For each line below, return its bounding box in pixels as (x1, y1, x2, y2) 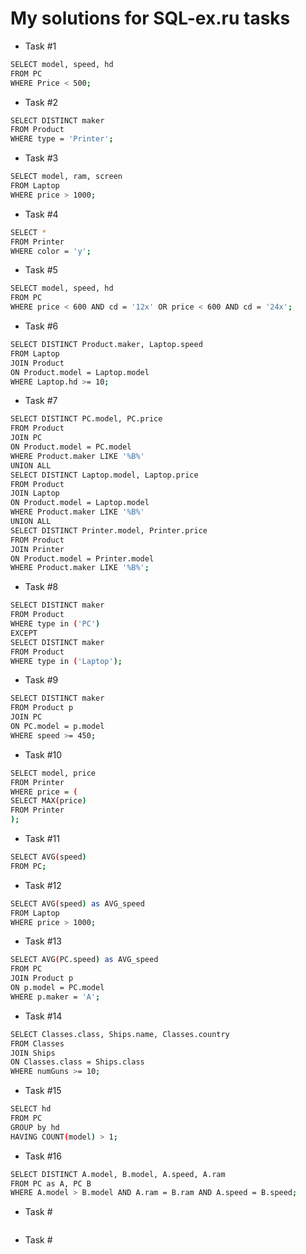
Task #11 (24, 833, 60, 845)
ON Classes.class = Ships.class (10, 1057, 145, 1067)
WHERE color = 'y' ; (10, 246, 92, 256)
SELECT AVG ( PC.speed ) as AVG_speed (10, 955, 159, 965)
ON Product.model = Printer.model (10, 553, 155, 564)
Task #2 (24, 96, 59, 108)
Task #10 (24, 748, 63, 761)
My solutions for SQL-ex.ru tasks (10, 7, 291, 30)
